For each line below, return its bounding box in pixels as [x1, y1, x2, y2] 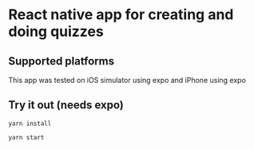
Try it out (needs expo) [8, 98, 124, 112]
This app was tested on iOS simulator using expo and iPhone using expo [8, 76, 246, 84]
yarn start [8, 133, 45, 141]
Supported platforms [8, 54, 114, 68]
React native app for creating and [8, 6, 234, 24]
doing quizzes [8, 22, 104, 41]
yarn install [8, 120, 52, 127]
